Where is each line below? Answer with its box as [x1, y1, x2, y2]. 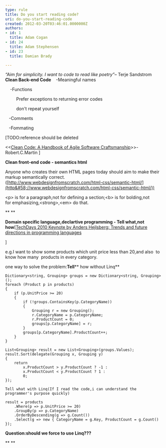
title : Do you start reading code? [5, 12, 79, 17]
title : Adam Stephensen [9, 44, 59, 49]
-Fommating [8, 125, 34, 131]
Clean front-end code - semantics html [5, 159, 87, 165]
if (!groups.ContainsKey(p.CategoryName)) [23, 300, 112, 305]
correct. [49, 174, 66, 180]
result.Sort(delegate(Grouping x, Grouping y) [5, 352, 103, 357]
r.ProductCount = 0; [31, 317, 75, 322]
